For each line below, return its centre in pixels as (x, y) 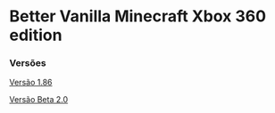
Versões (28, 63)
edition (36, 35)
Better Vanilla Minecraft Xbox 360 (137, 16)
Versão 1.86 (31, 83)
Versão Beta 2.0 (39, 100)
